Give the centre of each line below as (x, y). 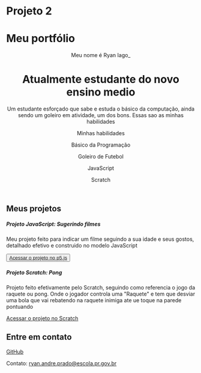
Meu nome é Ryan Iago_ (101, 55)
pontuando (20, 307)
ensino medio (101, 92)
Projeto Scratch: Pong (34, 272)
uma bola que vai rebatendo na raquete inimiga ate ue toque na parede (94, 300)
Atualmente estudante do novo (101, 80)
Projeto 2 (29, 11)
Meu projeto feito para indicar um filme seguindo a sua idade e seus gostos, (100, 239)
